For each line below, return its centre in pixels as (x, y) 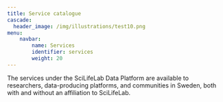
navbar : (30, 39)
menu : (15, 33)
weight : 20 (47, 59)
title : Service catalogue (44, 13)
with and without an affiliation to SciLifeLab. (69, 92)
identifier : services (63, 52)
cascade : (20, 20)
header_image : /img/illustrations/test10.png (80, 26)
